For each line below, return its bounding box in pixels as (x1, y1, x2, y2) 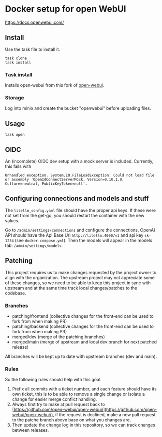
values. (5, 217, 19, 224)
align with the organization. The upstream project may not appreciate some (5, 275, 155, 280)
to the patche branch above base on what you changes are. (12, 417, 131, 423)
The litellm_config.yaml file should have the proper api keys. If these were (5, 207, 156, 213)
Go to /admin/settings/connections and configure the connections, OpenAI (5, 227, 155, 233)
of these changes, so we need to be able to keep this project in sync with (5, 280, 151, 286)
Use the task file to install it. (5, 46, 60, 52)
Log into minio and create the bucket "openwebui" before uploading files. (5, 105, 151, 111)
